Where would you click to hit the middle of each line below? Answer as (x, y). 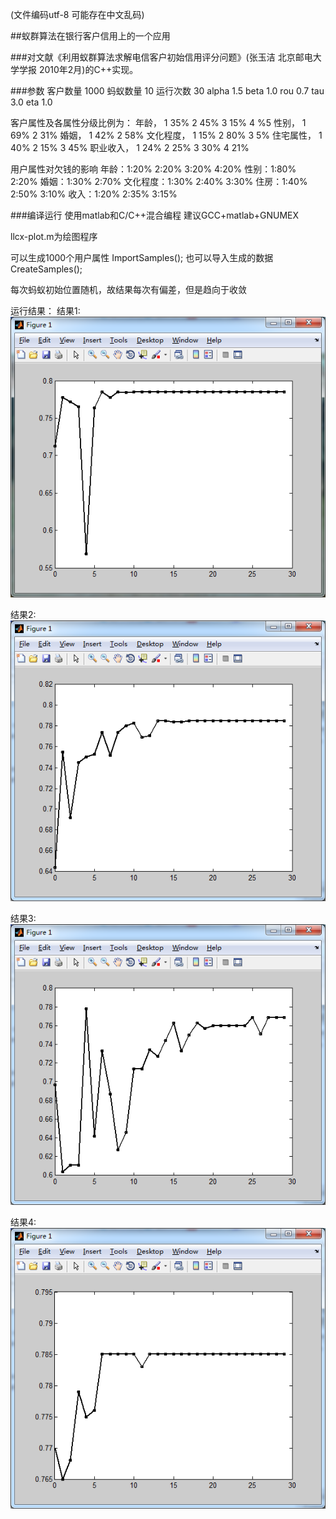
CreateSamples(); (46, 269)
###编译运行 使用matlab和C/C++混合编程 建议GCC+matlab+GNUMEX (155, 215)
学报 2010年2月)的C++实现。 (78, 69)
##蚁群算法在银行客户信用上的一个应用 (90, 36)
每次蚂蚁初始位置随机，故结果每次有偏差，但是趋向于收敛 (128, 289)
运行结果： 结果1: (45, 311)
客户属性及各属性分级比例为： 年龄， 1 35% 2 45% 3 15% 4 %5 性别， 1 (158, 122)
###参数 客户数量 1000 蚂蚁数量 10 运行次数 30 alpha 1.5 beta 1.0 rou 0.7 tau (167, 91)
